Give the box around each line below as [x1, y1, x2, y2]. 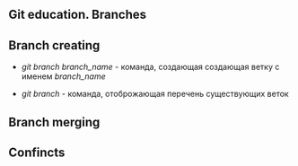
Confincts [8, 144, 66, 160]
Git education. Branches [8, 7, 147, 22]
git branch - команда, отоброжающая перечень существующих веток [21, 89, 289, 100]
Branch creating [8, 38, 101, 53]
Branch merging [8, 114, 101, 129]
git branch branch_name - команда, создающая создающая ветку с [21, 62, 280, 73]
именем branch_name [21, 71, 106, 82]
